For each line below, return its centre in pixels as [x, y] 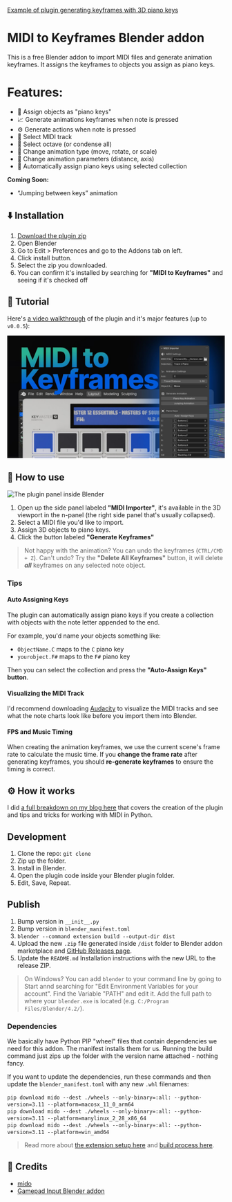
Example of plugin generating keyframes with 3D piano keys [93, 10]
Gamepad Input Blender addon [61, 1191]
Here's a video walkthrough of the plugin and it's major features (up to [107, 319]
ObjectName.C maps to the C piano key [70, 649]
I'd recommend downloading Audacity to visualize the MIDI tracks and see [113, 708]
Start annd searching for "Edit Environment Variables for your [111, 986]
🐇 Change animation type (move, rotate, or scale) [87, 151]
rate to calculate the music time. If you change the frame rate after [103, 755]
